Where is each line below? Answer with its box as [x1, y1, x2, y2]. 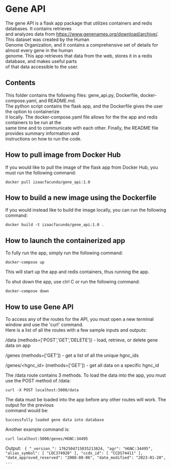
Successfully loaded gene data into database [5, 417, 104, 422]
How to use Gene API [5, 302, 74, 311]
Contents [5, 78, 36, 87]
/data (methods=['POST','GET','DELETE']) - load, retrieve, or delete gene [5, 337, 158, 343]
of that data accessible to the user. [5, 64, 78, 70]
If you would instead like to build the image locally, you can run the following [5, 207, 166, 213]
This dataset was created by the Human [5, 36, 90, 43]
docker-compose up [5, 260, 45, 265]
